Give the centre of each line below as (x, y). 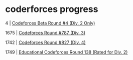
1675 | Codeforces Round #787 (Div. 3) (45, 32)
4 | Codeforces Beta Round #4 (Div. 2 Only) (50, 23)
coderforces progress (52, 9)
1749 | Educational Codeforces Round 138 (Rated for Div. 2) (66, 52)
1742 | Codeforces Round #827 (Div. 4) (46, 42)
